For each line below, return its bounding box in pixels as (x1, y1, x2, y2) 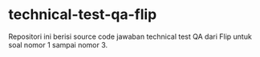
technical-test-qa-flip (8, 6, 157, 24)
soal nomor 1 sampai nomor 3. (8, 40, 108, 49)
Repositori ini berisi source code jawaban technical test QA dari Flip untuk (8, 32, 253, 41)
